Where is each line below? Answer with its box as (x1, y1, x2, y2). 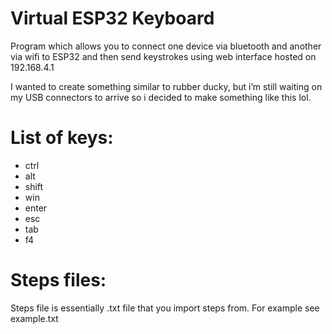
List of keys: (10, 127, 114, 149)
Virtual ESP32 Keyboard (10, 7, 215, 30)
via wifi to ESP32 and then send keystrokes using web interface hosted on (10, 50, 317, 62)
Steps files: (10, 269, 107, 292)
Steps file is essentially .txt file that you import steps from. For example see (10, 302, 320, 314)
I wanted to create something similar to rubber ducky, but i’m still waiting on (10, 80, 323, 92)
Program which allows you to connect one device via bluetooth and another (10, 40, 322, 52)
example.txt (10, 312, 59, 324)
